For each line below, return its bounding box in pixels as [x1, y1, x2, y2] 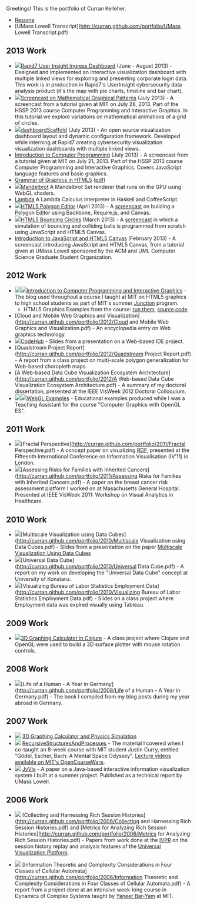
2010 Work [6, 514, 47, 524]
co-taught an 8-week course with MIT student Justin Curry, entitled [14, 746, 179, 753]
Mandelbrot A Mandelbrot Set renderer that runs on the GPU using [20, 183, 182, 190]
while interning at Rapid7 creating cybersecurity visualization [14, 138, 163, 146]
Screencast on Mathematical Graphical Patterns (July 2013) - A [20, 94, 174, 101]
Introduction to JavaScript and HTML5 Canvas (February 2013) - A [14, 235, 176, 242]
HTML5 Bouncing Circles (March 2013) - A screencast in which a [20, 216, 178, 223]
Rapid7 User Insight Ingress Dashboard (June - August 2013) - [20, 62, 172, 69]
